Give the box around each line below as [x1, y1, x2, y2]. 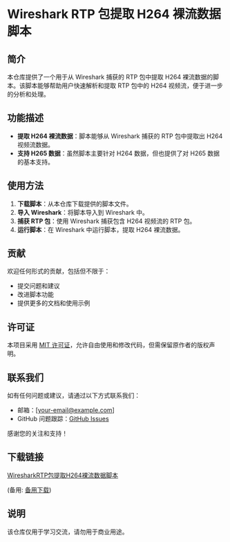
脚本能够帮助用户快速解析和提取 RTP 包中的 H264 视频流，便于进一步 [25, 81, 223, 90]
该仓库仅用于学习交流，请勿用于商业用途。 [7, 528, 128, 536]
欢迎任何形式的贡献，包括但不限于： [7, 267, 111, 275]
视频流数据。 [17, 140, 54, 148]
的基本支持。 [17, 157, 54, 166]
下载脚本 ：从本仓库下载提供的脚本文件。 [17, 200, 133, 208]
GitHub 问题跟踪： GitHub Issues [17, 415, 109, 423]
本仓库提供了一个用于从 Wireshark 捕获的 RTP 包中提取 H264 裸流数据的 [7, 73, 213, 81]
